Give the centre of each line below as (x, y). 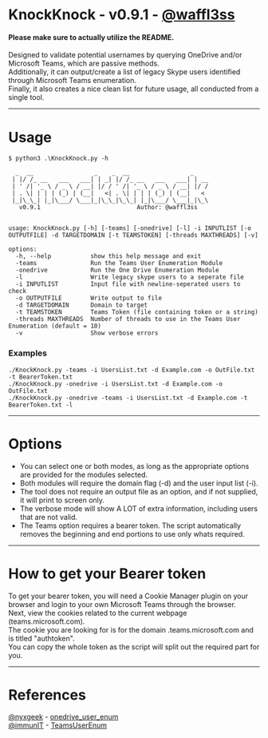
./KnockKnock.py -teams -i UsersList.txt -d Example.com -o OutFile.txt (132, 370)
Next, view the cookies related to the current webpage (98, 613)
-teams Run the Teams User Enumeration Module (119, 264)
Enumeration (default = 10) (55, 326)
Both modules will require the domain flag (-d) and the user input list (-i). (139, 483)
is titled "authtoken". (41, 638)
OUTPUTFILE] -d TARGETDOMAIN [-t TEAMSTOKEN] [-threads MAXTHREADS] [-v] (134, 236)
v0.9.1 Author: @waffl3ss (108, 208)
